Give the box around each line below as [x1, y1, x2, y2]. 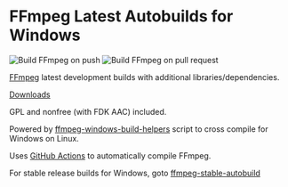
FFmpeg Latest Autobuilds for [9, 6, 234, 27]
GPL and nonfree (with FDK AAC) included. [9, 106, 167, 117]
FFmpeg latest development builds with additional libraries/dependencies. [9, 71, 280, 82]
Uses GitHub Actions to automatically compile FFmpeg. [9, 150, 212, 161]
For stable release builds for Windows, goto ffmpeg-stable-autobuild [9, 167, 260, 178]
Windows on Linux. [9, 133, 80, 143]
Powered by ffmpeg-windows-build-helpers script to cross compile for [9, 123, 268, 134]
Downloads [9, 89, 51, 100]
